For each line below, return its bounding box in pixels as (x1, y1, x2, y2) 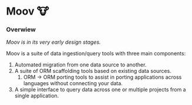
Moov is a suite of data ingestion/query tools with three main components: (6, 50, 186, 57)
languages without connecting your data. (23, 80, 123, 87)
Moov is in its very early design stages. (6, 38, 101, 45)
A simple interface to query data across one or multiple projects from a (14, 86, 186, 93)
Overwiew (6, 26, 36, 34)
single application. (14, 92, 59, 99)
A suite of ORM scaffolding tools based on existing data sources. (14, 68, 171, 75)
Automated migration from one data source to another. (14, 61, 147, 68)
